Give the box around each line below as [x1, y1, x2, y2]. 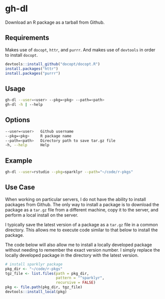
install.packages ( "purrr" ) [5, 71, 61, 76]
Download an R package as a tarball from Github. [5, 19, 105, 25]
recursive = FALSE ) [56, 280, 96, 285]
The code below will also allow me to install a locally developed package [5, 242, 152, 248]
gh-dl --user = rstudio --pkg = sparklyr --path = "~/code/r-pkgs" [5, 170, 133, 174]
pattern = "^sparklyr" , [56, 275, 105, 281]
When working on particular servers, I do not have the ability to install [5, 196, 146, 202]
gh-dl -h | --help [5, 102, 43, 107]
